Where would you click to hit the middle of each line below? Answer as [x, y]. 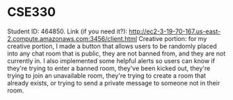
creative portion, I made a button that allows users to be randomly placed [112, 46]
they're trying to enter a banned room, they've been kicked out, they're [109, 68]
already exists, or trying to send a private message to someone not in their [114, 83]
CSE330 [32, 12]
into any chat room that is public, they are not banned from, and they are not [116, 53]
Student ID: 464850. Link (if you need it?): [67, 31]
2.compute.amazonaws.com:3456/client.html [72, 38]
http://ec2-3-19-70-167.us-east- [175, 31]
